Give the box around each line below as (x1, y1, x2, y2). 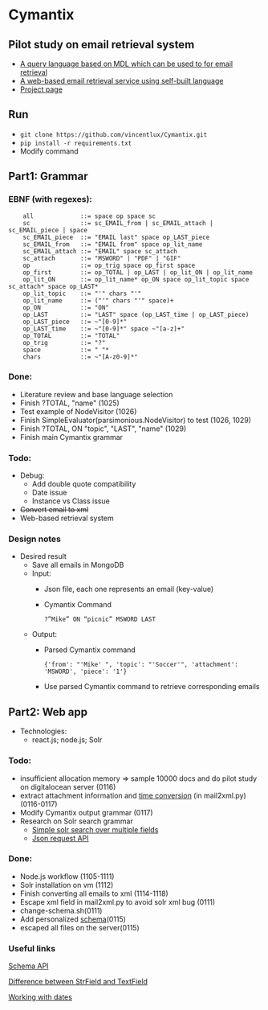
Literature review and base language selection (19, 389, 173, 399)
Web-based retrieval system (19, 513, 114, 523)
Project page (19, 84, 63, 94)
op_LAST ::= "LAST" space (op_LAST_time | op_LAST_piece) (22, 310, 250, 318)
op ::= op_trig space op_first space (22, 261, 196, 269)
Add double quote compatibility (31, 479, 136, 489)
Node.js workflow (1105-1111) (19, 871, 115, 881)
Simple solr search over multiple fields (31, 824, 159, 834)
